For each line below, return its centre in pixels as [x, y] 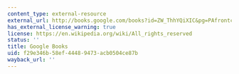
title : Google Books [38, 47]
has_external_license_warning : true [62, 27]
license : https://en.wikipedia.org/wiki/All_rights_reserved [100, 33]
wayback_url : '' [31, 60]
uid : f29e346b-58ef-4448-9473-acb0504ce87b [73, 54]
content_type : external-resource [57, 14]
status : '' [23, 40]
